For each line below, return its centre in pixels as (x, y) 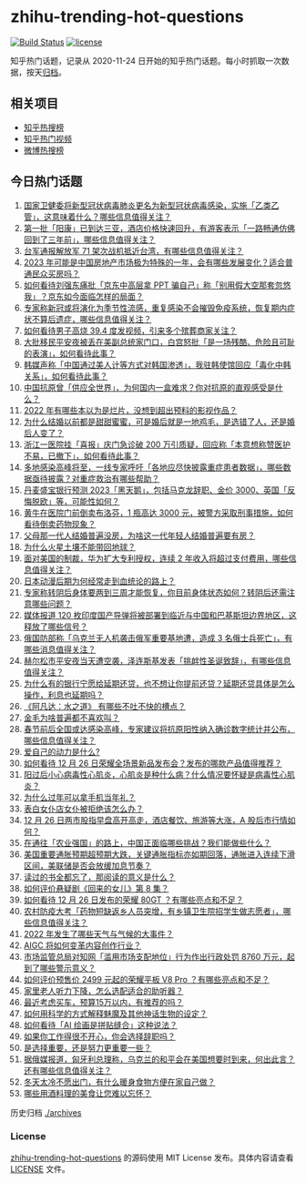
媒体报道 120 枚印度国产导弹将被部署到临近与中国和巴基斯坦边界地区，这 (160, 615)
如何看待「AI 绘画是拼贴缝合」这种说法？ (101, 1025)
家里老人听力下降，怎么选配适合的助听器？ (103, 991)
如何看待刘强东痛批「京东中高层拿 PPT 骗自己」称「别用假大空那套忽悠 (157, 285)
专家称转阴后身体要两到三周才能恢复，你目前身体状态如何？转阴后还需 (155, 592)
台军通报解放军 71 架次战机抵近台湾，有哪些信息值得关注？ (133, 250)
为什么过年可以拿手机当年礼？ (79, 797)
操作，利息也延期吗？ (63, 695)
